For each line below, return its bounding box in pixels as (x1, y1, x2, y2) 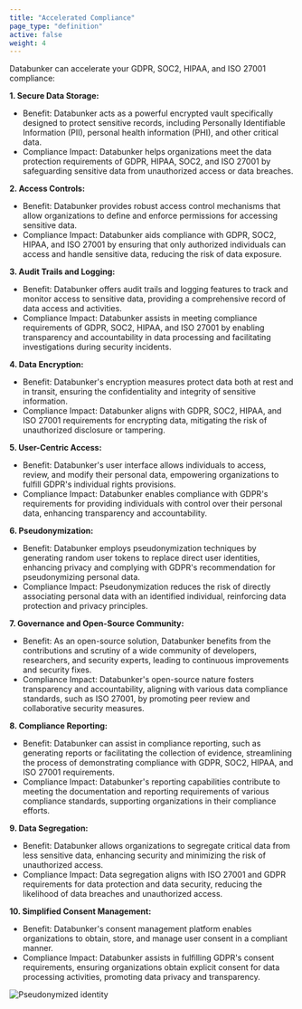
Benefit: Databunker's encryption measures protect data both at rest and (22, 376, 294, 387)
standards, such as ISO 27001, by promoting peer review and (22, 693, 250, 704)
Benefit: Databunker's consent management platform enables (22, 924, 252, 935)
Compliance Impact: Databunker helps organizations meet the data (22, 147, 272, 157)
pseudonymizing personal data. (22, 572, 140, 583)
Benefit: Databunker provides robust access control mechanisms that (22, 201, 281, 212)
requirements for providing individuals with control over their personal (22, 499, 283, 509)
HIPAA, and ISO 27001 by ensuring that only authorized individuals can (22, 239, 287, 250)
